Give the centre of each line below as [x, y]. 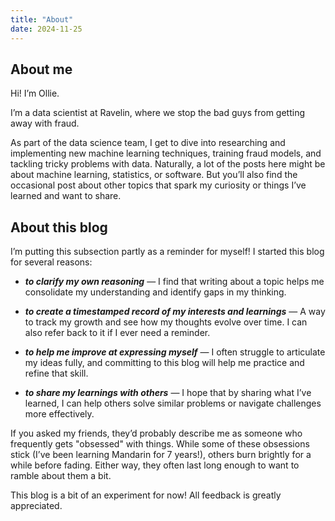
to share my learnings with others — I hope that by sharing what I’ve [168, 393]
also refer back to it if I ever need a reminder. [117, 333]
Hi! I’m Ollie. [35, 93]
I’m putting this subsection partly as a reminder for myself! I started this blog [167, 252]
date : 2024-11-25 [46, 29]
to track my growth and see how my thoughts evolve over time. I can [166, 322]
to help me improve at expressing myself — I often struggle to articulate [175, 352]
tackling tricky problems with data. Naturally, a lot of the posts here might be [168, 164]
